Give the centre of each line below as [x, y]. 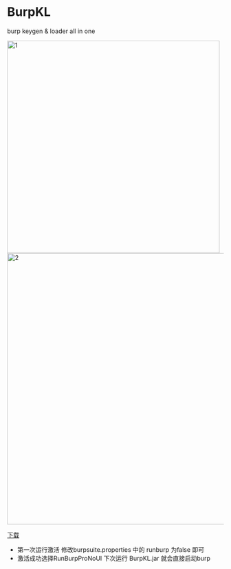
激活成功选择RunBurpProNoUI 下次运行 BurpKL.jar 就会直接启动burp [114, 558]
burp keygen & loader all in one [51, 31]
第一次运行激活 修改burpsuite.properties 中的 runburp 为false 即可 [111, 549]
